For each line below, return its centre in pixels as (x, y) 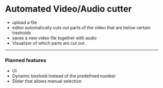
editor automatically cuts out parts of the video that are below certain (81, 27)
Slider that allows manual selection (47, 81)
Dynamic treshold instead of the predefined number (64, 76)
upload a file (24, 22)
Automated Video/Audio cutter (68, 9)
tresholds (21, 33)
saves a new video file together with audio (54, 38)
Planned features (26, 60)
